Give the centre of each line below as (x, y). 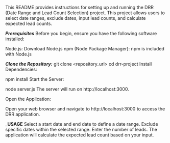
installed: (15, 39)
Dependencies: (21, 69)
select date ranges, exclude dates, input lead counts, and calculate (76, 18)
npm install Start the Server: (35, 79)
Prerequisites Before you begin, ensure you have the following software (81, 33)
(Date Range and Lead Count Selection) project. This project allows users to (85, 13)
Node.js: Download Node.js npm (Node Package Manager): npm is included (85, 49)
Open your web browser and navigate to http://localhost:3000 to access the (85, 109)
